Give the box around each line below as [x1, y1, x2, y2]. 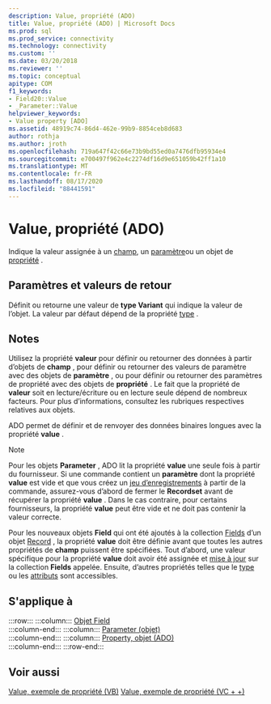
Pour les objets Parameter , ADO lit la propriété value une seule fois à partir [8, 460, 260, 470]
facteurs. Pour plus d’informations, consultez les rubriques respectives [8, 397, 244, 406]
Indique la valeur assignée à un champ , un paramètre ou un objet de [8, 246, 234, 256]
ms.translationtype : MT [8, 163, 89, 171]
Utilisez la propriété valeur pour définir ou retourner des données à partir [8, 354, 252, 363]
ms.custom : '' [8, 49, 57, 57]
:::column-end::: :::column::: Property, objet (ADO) [8, 633, 175, 643]
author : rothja [8, 132, 60, 140]
